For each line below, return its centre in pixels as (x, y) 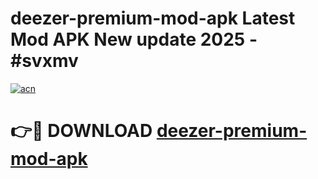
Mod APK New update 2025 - (134, 39)
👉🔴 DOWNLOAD (81, 131)
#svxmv (44, 61)
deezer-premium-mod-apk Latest (153, 18)
